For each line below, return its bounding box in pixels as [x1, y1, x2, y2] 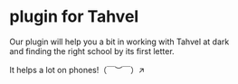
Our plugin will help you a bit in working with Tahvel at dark [9, 36, 230, 47]
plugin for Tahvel [9, 6, 139, 27]
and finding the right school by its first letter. [9, 45, 175, 56]
